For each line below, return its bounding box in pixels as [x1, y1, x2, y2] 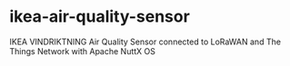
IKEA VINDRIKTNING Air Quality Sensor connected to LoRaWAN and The [9, 36, 282, 47]
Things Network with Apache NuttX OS [9, 45, 156, 56]
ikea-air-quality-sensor [9, 6, 191, 27]
